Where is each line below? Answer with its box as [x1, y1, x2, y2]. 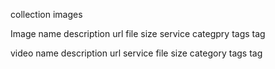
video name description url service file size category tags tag [10, 47, 263, 59]
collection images [10, 9, 83, 20]
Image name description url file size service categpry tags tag [10, 28, 266, 39]
